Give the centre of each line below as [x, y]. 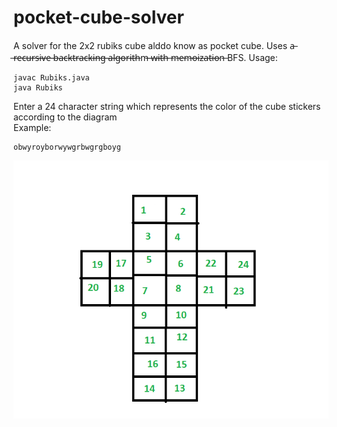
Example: [32, 127]
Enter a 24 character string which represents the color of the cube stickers [167, 106]
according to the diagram [65, 117]
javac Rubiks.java [51, 77]
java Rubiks [38, 87]
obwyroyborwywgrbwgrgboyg [67, 147]
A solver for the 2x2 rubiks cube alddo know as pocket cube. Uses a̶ [154, 45]
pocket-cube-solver [99, 17]
